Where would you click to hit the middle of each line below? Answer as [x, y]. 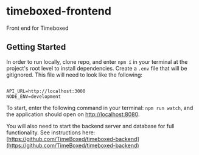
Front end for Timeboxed [37, 28]
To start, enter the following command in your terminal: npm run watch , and [100, 108]
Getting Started [36, 47]
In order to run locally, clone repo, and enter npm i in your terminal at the [97, 61]
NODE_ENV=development [34, 96]
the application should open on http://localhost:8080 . [73, 114]
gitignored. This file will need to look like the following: [75, 75]
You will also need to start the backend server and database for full [90, 126]
